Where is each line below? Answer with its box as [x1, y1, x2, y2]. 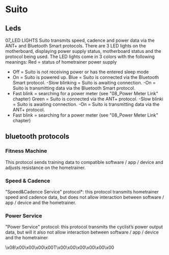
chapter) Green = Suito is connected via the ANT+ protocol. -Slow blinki [12, 96, 164, 102]
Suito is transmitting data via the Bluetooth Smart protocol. [12, 85, 136, 91]
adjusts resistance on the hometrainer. [5, 164, 86, 171]
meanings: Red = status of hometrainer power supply [5, 59, 117, 65]
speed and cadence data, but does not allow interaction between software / [5, 194, 164, 200]
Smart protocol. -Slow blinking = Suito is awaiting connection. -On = [12, 80, 156, 86]
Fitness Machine [5, 148, 47, 155]
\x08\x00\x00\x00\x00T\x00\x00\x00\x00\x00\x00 [5, 244, 115, 250]
